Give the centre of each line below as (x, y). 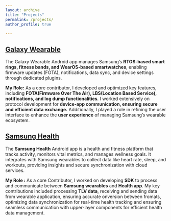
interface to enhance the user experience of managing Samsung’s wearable (86, 115)
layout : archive (22, 10)
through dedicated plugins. (34, 78)
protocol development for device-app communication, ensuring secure (81, 104)
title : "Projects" (25, 15)
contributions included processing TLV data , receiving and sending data (81, 191)
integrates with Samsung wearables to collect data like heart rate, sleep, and (86, 159)
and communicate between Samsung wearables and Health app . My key (82, 186)
